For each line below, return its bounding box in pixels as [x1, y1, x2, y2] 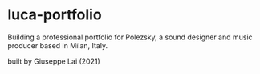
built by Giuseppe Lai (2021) [7, 56, 101, 66]
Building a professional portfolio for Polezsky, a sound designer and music [7, 32, 254, 42]
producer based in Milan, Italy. [7, 40, 108, 50]
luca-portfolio [7, 6, 102, 24]
